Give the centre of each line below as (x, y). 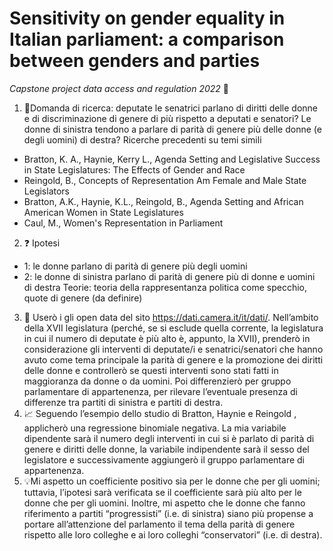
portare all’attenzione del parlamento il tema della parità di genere (159, 524)
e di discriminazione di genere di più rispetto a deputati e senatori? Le (167, 118)
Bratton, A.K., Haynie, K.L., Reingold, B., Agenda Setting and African (163, 201)
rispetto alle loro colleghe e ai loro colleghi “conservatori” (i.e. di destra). (173, 534)
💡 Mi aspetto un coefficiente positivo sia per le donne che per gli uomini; (172, 481)
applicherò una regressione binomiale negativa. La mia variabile (155, 428)
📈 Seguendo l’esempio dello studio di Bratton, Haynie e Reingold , (160, 413)
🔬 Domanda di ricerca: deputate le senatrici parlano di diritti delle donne (170, 108)
